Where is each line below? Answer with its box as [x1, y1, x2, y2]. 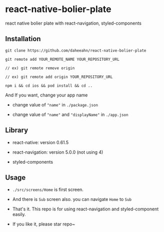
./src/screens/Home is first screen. [12, 187, 84, 193]
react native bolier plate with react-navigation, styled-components [5, 20, 141, 26]
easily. [12, 211, 26, 217]
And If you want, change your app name [5, 92, 88, 98]
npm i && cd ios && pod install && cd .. [5, 83, 93, 88]
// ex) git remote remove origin [5, 65, 75, 71]
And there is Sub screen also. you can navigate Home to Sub [12, 196, 131, 202]
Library [5, 126, 28, 135]
